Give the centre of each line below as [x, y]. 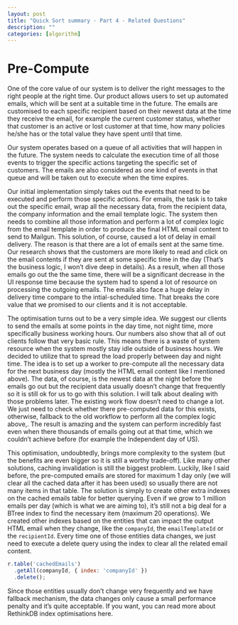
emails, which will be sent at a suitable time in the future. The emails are [113, 104]
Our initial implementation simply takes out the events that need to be [109, 192]
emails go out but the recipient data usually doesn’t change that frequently [117, 386]
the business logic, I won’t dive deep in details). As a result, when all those [116, 267]
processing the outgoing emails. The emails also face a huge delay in [108, 290]
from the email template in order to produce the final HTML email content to [118, 229]
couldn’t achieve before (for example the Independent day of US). [104, 439]
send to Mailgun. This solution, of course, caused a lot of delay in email [112, 237]
